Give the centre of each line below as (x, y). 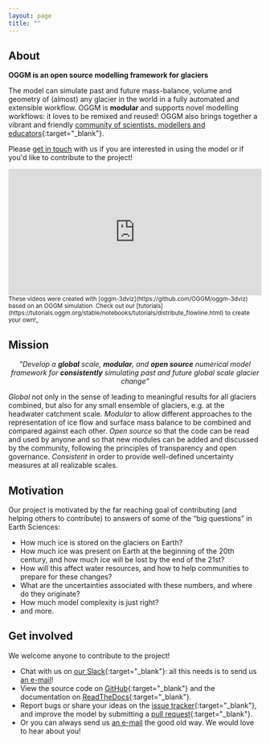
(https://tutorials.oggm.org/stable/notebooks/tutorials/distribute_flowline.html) (116, 313)
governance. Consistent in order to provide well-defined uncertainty (121, 457)
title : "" (25, 23)
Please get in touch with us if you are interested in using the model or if (126, 149)
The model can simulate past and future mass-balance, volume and (120, 91)
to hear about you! (51, 731)
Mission (29, 345)
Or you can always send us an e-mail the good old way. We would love (137, 722)
